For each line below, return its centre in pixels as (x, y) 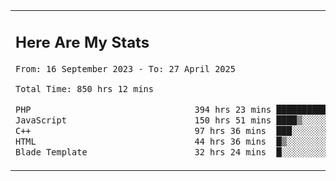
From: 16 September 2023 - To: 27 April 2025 (125, 68)
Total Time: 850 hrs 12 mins (84, 89)
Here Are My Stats (82, 42)
